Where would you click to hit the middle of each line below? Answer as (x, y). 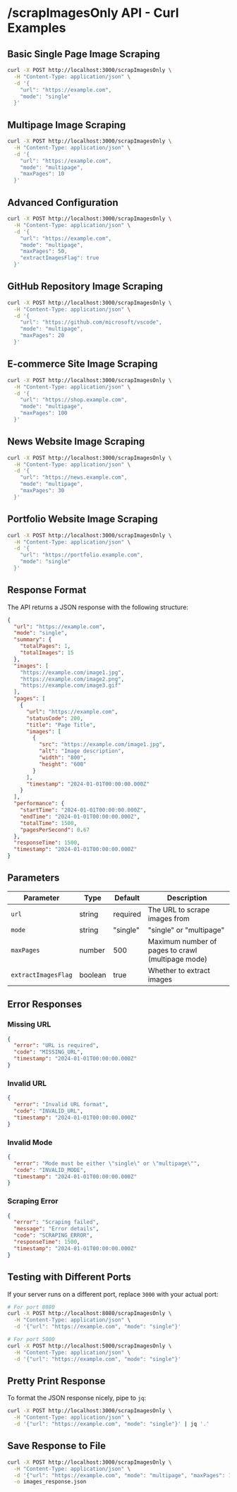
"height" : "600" (62, 764)
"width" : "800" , (62, 758)
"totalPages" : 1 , (45, 647)
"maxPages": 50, (44, 252)
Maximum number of (182, 941)
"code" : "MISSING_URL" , (48, 1052)
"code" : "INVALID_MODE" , (50, 1170)
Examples (37, 28)
